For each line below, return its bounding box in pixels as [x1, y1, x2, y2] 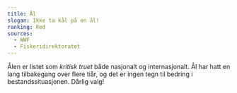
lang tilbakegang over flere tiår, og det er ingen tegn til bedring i [7, 70, 193, 78]
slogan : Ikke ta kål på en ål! [7, 17, 100, 24]
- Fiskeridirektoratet [13, 43, 81, 50]
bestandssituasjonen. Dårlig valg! [7, 77, 105, 85]
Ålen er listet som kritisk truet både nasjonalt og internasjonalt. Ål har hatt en [7, 63, 231, 70]
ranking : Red [7, 23, 46, 30]
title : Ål [7, 10, 37, 18]
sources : [7, 30, 33, 37]
